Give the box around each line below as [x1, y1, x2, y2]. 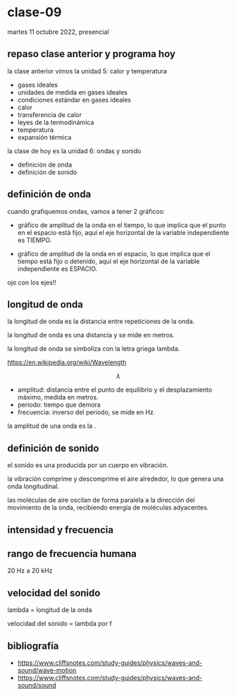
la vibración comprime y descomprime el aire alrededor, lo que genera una [7, 474, 224, 484]
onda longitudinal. [7, 482, 60, 491]
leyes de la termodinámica [17, 118, 94, 126]
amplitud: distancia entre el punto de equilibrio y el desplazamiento [17, 385, 213, 394]
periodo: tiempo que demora [17, 400, 101, 409]
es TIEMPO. [17, 236, 52, 244]
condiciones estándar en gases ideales [17, 95, 132, 104]
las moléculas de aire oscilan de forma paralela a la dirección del [7, 496, 195, 505]
